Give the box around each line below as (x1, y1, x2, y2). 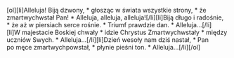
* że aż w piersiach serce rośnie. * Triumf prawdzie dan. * (6, 21, 175, 29)
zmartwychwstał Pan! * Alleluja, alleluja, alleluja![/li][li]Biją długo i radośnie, (6, 13, 224, 22)
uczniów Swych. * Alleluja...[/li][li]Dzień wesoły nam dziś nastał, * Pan (6, 36, 209, 44)
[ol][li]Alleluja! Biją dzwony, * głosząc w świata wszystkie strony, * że (6, 6, 207, 14)
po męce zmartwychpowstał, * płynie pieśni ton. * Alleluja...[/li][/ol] (6, 43, 201, 51)
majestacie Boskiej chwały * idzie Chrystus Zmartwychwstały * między (21, 28, 228, 36)
